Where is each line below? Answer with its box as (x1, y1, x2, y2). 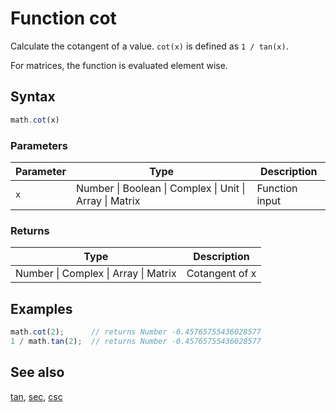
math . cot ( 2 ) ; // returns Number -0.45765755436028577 (10, 327, 262, 337)
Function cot (10, 7, 117, 30)
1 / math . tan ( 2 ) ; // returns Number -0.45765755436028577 (10, 336, 262, 346)
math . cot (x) (10, 115, 60, 125)
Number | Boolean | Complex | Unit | (75, 181, 246, 195)
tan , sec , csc (10, 390, 63, 402)
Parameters (10, 138, 68, 152)
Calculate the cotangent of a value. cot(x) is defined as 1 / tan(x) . (10, 40, 289, 52)
